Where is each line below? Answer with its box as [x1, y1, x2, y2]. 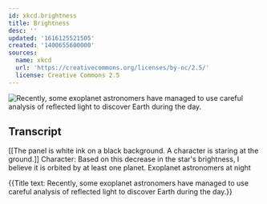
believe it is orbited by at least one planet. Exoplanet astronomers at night [8, 163, 251, 173]
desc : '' [8, 26, 38, 34]
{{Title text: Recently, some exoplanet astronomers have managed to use [8, 178, 249, 188]
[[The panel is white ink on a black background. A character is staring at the [8, 146, 259, 156]
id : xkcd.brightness [8, 11, 78, 20]
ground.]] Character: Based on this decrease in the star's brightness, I [8, 154, 240, 164]
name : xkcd [15, 57, 52, 65]
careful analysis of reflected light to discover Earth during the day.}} [8, 187, 233, 197]
